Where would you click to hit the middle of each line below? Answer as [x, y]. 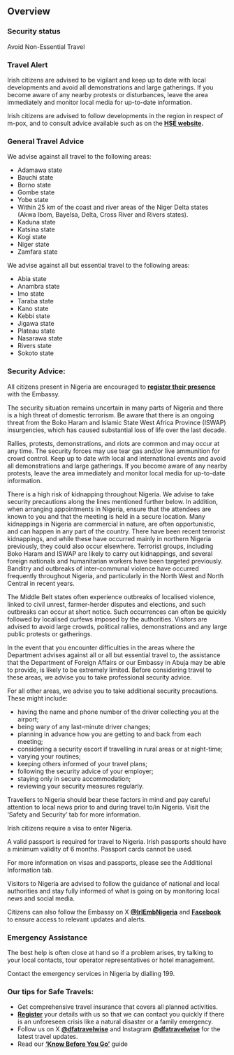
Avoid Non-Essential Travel [46, 46]
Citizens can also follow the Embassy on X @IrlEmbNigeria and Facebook [114, 912]
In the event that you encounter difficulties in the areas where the [101, 647]
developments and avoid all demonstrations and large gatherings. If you [110, 87]
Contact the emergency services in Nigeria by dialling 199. [91, 973]
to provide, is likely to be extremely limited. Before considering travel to [109, 670]
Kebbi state [34, 316]
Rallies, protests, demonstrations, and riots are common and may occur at [114, 443]
